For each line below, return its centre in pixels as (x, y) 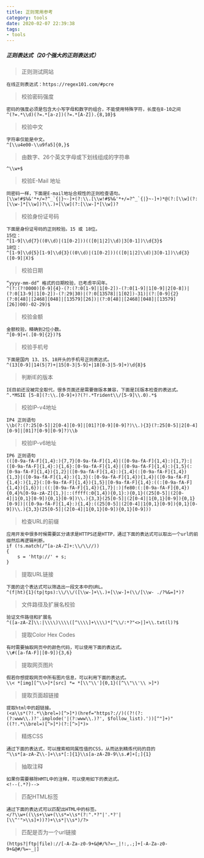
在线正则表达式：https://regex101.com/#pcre (60, 85)
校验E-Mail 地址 (41, 181)
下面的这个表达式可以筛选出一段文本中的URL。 (56, 587)
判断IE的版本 (37, 377)
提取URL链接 (37, 574)
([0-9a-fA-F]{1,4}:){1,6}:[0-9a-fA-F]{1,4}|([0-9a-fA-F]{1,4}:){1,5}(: (99, 467)
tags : (13, 29)
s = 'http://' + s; (42, 557)
